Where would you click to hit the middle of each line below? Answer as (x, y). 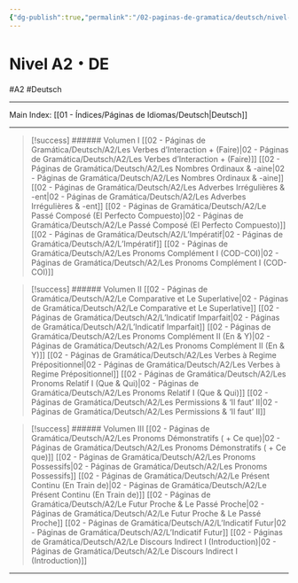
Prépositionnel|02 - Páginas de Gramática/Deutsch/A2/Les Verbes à (156, 364)
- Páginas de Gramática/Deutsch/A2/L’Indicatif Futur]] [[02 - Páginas (157, 532)
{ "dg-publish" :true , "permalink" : (71, 17)
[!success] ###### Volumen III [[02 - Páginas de (120, 428)
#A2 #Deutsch (35, 89)
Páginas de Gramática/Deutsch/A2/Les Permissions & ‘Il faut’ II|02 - (154, 402)
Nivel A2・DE (59, 64)
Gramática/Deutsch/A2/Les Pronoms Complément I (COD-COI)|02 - (155, 253)
